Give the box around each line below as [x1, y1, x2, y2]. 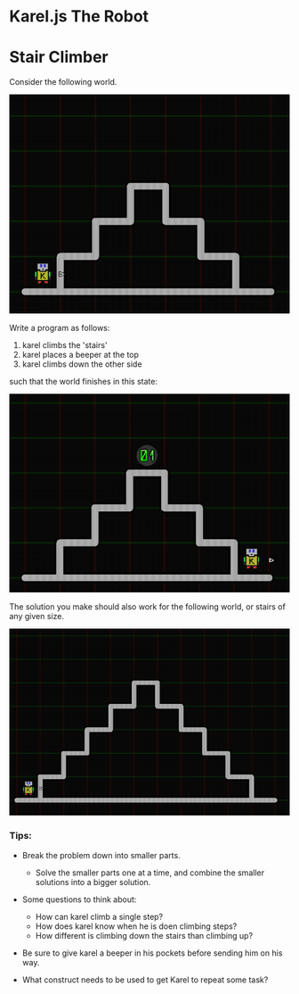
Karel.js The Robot [9, 6, 149, 27]
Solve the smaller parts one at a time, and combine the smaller [35, 867, 265, 878]
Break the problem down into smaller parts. [21, 849, 181, 860]
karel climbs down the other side [21, 359, 142, 369]
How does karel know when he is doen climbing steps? [35, 921, 238, 932]
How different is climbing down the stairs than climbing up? [35, 930, 254, 940]
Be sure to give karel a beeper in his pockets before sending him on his [21, 948, 283, 958]
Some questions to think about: [21, 894, 137, 905]
